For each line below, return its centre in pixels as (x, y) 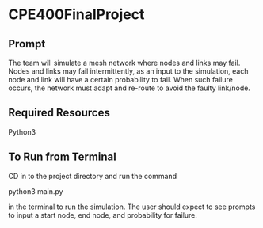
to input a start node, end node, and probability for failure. (103, 215)
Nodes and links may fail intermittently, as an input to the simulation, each (128, 71)
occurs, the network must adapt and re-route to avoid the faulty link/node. (130, 88)
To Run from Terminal (62, 157)
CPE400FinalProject (76, 15)
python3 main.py (36, 191)
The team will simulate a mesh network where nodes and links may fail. (124, 63)
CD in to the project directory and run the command (92, 176)
